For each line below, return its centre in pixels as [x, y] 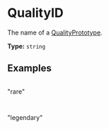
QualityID [35, 13]
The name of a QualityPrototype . [55, 32]
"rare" [16, 91]
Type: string [27, 46]
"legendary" [25, 117]
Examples [29, 68]
